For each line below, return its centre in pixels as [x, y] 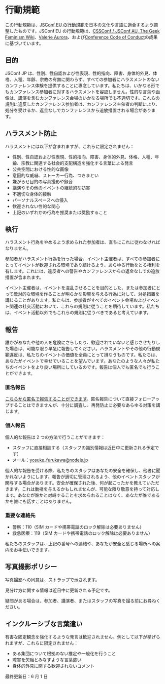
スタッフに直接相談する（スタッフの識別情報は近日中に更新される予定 [83, 447]
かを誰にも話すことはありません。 [40, 501]
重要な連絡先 [20, 515]
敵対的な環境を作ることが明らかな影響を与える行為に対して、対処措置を [87, 294]
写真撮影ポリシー [31, 567]
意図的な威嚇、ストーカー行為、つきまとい [55, 175]
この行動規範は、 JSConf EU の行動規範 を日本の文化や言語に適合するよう [79, 25]
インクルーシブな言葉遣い [44, 624]
